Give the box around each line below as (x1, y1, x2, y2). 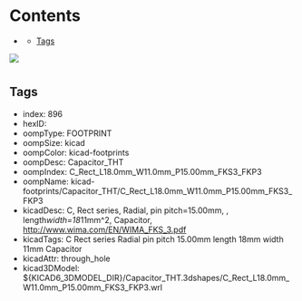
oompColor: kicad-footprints (22, 147, 130, 158)
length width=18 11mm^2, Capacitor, (22, 214, 152, 225)
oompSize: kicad (22, 137, 86, 148)
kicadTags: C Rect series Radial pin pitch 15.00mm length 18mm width (22, 233, 284, 245)
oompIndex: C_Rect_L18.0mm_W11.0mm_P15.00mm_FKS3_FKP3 (22, 166, 262, 177)
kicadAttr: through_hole (22, 253, 111, 264)
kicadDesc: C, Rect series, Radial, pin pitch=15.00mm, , (22, 205, 229, 216)
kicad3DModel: (22, 262, 80, 273)
